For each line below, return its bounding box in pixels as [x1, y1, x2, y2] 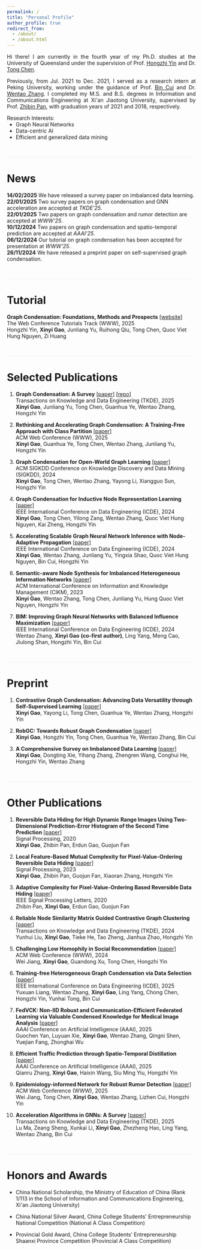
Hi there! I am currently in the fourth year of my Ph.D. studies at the [7, 53, 196, 60]
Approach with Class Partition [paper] [15, 427, 112, 434]
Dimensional [15, 822, 48, 829]
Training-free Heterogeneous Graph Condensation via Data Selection [15, 969, 192, 977]
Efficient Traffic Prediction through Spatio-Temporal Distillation [15, 1050, 177, 1057]
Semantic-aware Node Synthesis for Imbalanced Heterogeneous [15, 569, 180, 576]
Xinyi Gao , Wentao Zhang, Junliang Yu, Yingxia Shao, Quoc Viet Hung [15, 551, 189, 558]
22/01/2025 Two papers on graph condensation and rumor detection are [7, 210, 188, 218]
